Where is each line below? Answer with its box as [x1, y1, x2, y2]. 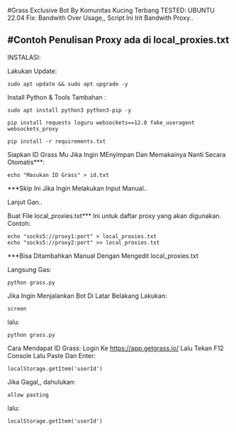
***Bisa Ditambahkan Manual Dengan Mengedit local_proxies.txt [7, 252, 198, 260]
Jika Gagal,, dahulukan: [7, 377, 76, 386]
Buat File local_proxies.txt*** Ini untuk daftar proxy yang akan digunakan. [7, 211, 222, 220]
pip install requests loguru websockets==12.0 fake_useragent [7, 119, 195, 126]
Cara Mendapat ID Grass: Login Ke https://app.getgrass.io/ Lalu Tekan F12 [7, 344, 225, 352]
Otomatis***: [7, 158, 45, 166]
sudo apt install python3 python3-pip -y [7, 107, 132, 114]
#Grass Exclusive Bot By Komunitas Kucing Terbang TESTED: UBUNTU [7, 6, 215, 14]
